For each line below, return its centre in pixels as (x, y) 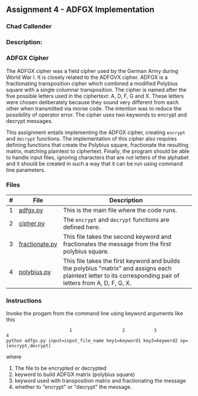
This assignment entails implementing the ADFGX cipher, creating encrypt (96, 132)
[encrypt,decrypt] (29, 346)
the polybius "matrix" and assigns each (117, 268)
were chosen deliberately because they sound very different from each (92, 102)
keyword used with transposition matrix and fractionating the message (100, 381)
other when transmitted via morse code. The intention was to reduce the (94, 108)
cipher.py (32, 223)
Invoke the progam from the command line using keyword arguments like (95, 314)
